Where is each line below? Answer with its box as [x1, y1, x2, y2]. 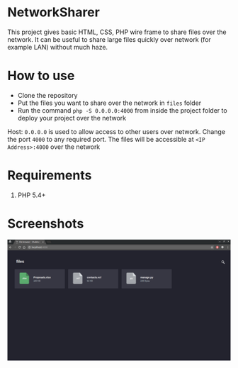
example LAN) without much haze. [7, 43, 108, 51]
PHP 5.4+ [17, 191, 46, 199]
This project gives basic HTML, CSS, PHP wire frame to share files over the [7, 28, 227, 36]
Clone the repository [17, 91, 78, 99]
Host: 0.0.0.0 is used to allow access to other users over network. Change [7, 127, 225, 135]
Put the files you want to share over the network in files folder [17, 99, 202, 107]
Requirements [7, 167, 92, 184]
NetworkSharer [7, 4, 101, 21]
